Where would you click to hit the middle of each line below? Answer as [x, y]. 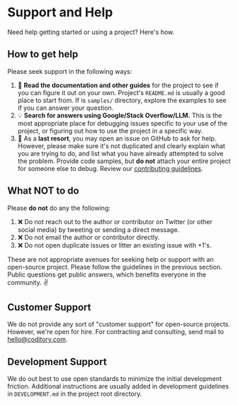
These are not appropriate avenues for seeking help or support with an [110, 259]
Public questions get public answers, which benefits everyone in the [107, 274]
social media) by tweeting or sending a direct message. [98, 229]
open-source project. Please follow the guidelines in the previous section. [115, 267]
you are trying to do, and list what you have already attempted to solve [120, 153]
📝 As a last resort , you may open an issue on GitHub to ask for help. [117, 138]
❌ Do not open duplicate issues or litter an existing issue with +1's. [114, 245]
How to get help [43, 54]
